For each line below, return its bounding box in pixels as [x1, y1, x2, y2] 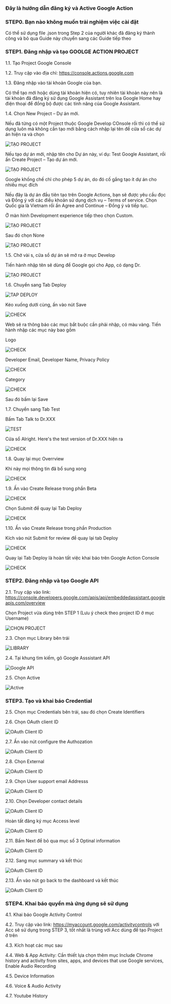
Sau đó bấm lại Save [5, 396, 48, 402]
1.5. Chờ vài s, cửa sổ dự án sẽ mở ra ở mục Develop [5, 252, 116, 258]
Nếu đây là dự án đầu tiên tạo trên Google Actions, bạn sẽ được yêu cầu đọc [5, 191, 166, 197]
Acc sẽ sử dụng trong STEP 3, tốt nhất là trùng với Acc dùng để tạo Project [5, 927, 163, 933]
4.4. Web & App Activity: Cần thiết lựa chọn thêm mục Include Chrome [5, 952, 153, 958]
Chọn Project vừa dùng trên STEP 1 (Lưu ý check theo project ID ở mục [5, 610, 155, 616]
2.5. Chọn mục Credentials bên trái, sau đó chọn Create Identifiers [5, 709, 145, 715]
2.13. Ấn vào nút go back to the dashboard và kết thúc [5, 877, 119, 884]
